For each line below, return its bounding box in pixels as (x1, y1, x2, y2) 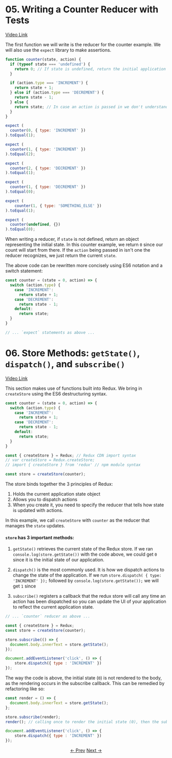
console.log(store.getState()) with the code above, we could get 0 (12, 551, 157, 558)
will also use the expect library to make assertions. (5, 47, 112, 53)
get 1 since (12, 583, 36, 589)
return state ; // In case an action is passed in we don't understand (14, 104, 168, 109)
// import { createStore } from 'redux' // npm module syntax (5, 462, 141, 468)
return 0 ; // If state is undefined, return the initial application (14, 66, 166, 71)
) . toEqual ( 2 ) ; (5, 151, 36, 157)
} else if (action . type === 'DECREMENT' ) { (10, 90, 104, 96)
